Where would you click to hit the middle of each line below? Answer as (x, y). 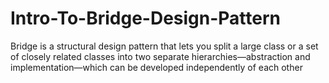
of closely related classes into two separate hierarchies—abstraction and (160, 56)
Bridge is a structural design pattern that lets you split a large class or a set (164, 46)
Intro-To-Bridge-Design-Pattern (146, 18)
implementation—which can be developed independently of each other (156, 67)
